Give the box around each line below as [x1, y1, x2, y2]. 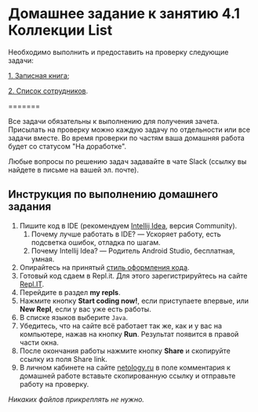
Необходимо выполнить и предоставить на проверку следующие [8, 47, 229, 57]
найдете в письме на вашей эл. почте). [8, 165, 140, 174]
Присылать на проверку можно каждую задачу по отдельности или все [8, 125, 251, 134]
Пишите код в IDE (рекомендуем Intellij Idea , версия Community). [19, 221, 238, 230]
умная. [31, 254, 55, 264]
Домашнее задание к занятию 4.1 [8, 5, 241, 23]
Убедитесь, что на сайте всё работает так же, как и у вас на [19, 321, 222, 330]
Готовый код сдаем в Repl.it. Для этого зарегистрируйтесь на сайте [19, 271, 248, 280]
